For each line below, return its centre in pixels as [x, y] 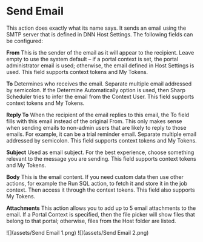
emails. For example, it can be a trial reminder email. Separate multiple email [101, 134]
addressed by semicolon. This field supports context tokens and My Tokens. [101, 140]
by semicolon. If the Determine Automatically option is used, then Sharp [96, 90]
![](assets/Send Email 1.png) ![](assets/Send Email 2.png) [78, 232]
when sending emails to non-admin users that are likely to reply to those [96, 127]
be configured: [25, 41]
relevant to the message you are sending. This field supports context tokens [101, 158]
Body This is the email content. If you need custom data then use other [95, 176]
